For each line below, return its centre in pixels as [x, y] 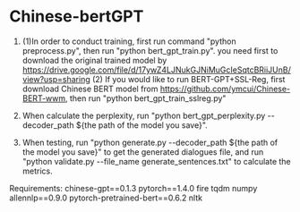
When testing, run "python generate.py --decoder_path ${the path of [150, 142]
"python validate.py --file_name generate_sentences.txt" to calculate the [156, 161]
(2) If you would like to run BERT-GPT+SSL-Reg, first [189, 79]
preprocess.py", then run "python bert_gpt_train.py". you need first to [150, 50]
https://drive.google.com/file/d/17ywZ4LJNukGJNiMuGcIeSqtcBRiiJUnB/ [156, 70]
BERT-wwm [44, 98]
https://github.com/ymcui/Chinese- [225, 89]
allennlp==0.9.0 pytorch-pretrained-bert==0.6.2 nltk [106, 198]
